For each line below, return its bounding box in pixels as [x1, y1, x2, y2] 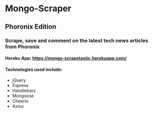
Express [12, 83, 29, 89]
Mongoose [12, 93, 34, 99]
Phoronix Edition [5, 23, 57, 31]
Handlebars [12, 88, 36, 93]
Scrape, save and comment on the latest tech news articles [5, 37, 149, 44]
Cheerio [12, 98, 28, 104]
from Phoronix [5, 43, 40, 50]
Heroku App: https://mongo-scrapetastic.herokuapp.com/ [5, 55, 127, 61]
